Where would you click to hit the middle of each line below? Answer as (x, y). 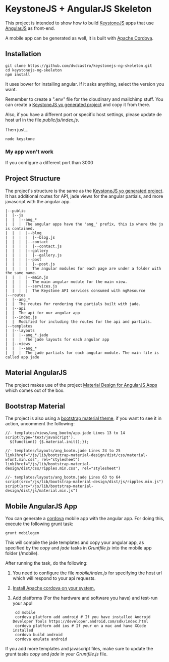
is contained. (20, 229)
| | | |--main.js (27, 277)
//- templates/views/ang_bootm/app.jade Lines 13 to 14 (65, 433)
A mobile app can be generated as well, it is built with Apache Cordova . (79, 38)
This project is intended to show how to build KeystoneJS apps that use (79, 23)
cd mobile (25, 613)
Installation (23, 54)
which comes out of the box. (35, 390)
